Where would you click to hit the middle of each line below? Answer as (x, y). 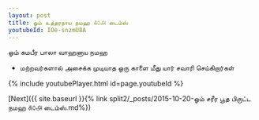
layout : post (30, 15)
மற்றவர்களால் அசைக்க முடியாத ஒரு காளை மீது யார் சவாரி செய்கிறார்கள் (127, 68)
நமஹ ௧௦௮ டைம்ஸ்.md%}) (50, 107)
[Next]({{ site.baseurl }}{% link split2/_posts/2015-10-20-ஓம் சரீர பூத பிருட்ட (129, 99)
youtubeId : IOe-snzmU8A (47, 30)
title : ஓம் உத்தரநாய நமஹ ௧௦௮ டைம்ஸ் (68, 23)
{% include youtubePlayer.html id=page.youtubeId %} (96, 84)
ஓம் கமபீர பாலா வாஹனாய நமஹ (58, 53)
